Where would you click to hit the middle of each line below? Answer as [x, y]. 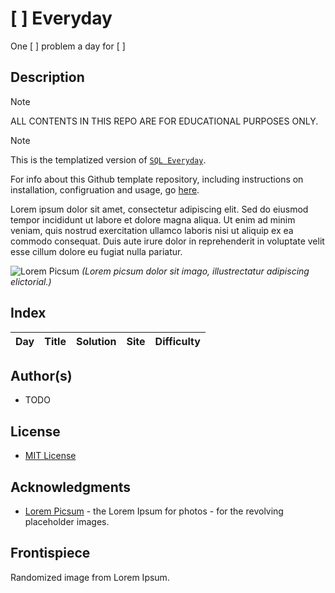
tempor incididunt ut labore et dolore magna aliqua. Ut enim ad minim [153, 219]
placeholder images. [67, 521]
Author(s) [41, 375]
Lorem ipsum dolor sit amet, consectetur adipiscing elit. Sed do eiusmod [159, 209]
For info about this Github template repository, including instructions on [157, 179]
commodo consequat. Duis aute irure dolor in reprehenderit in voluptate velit [167, 241]
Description [47, 77]
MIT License [50, 456]
